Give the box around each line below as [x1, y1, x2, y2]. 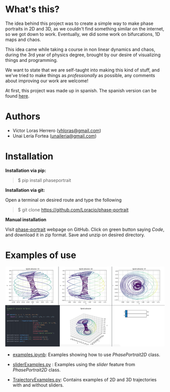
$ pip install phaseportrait [17, 177, 71, 183]
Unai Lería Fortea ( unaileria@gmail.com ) [12, 133, 97, 139]
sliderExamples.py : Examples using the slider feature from [12, 362, 136, 368]
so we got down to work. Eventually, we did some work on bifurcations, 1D [5, 31, 160, 37]
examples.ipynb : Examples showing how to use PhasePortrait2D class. [12, 351, 160, 358]
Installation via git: [5, 187, 46, 193]
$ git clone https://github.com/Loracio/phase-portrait [17, 206, 129, 212]
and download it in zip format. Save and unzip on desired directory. [5, 232, 145, 238]
